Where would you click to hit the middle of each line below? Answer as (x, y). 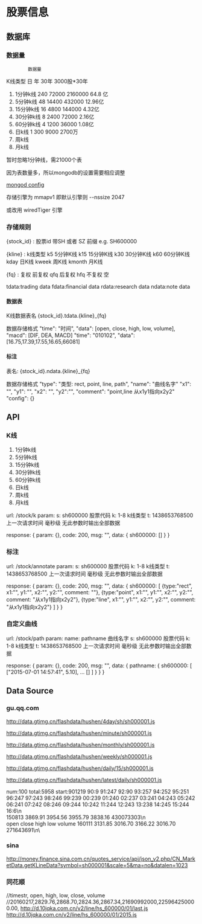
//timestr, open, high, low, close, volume (56, 896)
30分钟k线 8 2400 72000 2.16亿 (55, 117)
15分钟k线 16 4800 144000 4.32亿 (57, 109)
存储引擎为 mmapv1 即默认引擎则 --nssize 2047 (65, 197)
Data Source (30, 691)
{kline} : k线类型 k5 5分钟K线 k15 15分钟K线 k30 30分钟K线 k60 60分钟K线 (98, 254)
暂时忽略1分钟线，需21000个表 (44, 159)
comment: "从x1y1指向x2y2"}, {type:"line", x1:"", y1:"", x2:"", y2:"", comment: (101, 599)
